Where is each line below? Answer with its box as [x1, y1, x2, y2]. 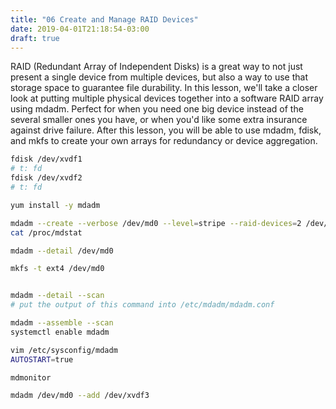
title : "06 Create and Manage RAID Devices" [10, 14, 199, 25]
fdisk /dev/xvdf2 [10, 173, 83, 183]
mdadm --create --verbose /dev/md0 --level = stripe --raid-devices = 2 [10, 218, 302, 228]
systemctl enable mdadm [10, 327, 110, 337]
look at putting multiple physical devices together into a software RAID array [10, 92, 324, 105]
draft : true [10, 33, 60, 43]
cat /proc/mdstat [10, 227, 83, 238]
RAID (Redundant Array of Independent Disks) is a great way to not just [10, 61, 303, 73]
